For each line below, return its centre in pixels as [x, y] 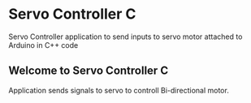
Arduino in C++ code [43, 45]
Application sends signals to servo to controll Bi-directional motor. [119, 90]
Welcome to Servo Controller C [89, 71]
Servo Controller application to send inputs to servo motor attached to [125, 36]
